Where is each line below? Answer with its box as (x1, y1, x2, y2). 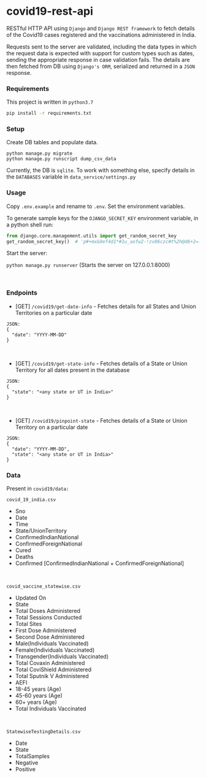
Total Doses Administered (15, 607, 81, 615)
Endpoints (6, 288, 38, 297)
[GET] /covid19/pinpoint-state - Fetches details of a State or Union (15, 417, 188, 424)
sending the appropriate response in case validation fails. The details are (6, 56, 190, 63)
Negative (15, 759, 39, 766)
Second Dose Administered (15, 633, 85, 641)
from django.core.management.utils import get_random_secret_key (6, 233, 177, 239)
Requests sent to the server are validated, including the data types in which (6, 43, 197, 50)
